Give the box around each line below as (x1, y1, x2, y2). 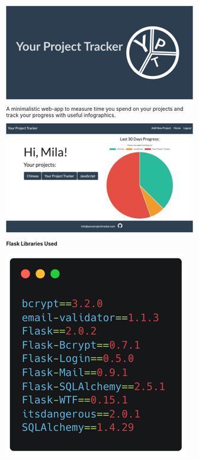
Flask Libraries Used (6, 240, 57, 247)
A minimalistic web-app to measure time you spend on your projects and (6, 106, 184, 112)
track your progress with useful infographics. (6, 111, 116, 119)
